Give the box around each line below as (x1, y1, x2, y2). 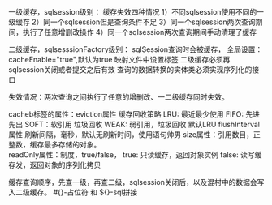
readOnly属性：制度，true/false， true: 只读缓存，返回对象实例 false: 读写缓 (8, 150, 262, 160)
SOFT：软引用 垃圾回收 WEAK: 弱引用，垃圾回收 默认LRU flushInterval (24, 120, 260, 129)
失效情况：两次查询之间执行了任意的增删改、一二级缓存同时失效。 (8, 92, 229, 101)
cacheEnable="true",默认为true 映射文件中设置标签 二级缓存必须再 (8, 55, 231, 64)
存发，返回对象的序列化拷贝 (8, 160, 101, 169)
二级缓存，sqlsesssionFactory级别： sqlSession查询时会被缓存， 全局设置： (8, 45, 263, 54)
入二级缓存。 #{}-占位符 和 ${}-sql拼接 (8, 187, 138, 197)
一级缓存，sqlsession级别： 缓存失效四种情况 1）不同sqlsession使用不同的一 (8, 7, 265, 16)
